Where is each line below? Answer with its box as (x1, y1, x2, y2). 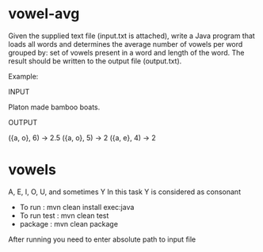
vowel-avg (8, 5, 80, 23)
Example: (8, 71, 39, 81)
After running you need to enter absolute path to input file (8, 235, 196, 244)
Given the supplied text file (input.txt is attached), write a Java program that (8, 31, 255, 40)
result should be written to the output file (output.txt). (8, 56, 182, 66)
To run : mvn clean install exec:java (19, 202, 135, 212)
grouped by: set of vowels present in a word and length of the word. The (8, 48, 245, 57)
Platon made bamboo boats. (8, 102, 101, 112)
